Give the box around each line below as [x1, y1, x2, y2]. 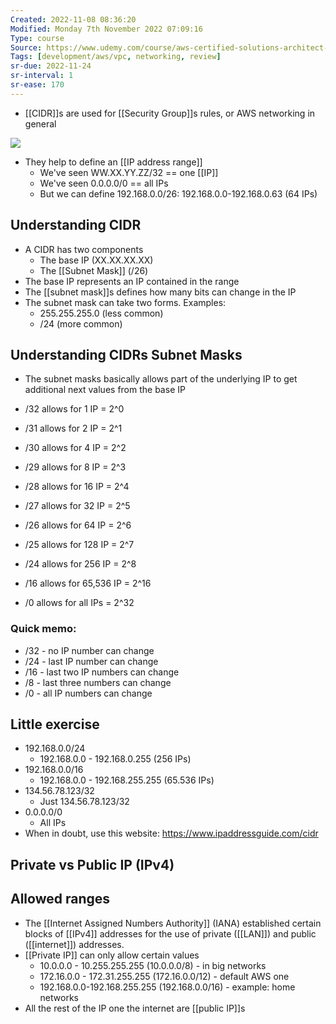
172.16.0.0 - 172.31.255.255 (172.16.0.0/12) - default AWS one [39, 970, 290, 982]
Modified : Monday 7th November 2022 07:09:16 [10, 24, 203, 34]
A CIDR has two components [24, 243, 144, 255]
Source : [10, 42, 43, 53]
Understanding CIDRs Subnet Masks [10, 346, 243, 363]
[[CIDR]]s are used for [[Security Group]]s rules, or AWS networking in [24, 107, 316, 119]
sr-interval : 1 [10, 71, 74, 81]
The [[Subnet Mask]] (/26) [39, 264, 149, 276]
